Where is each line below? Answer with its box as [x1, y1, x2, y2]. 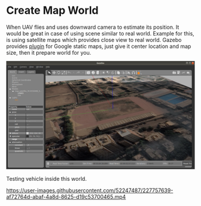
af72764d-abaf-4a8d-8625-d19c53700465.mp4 [6, 193, 126, 200]
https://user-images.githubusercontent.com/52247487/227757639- [6, 187, 173, 194]
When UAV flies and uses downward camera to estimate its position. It [6, 23, 179, 31]
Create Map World [6, 4, 99, 17]
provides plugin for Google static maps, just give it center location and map [6, 43, 191, 50]
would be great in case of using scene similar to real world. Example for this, [6, 29, 194, 37]
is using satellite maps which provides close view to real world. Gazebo [6, 36, 182, 43]
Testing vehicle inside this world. [6, 175, 87, 182]
